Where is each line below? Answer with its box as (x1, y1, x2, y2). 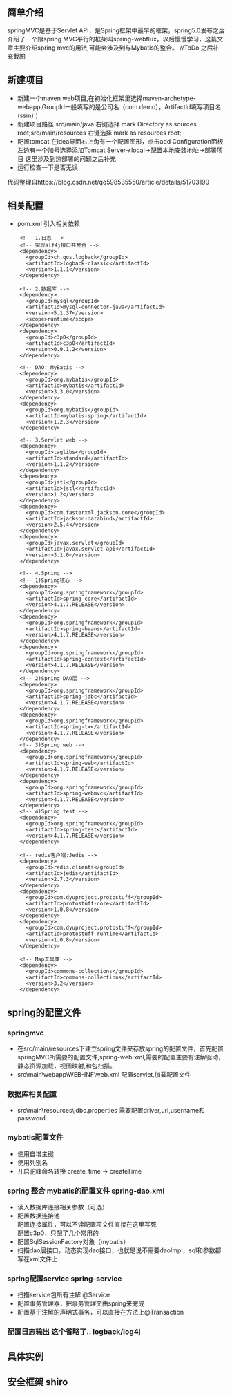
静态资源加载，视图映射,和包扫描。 (17, 1062, 116, 1070)
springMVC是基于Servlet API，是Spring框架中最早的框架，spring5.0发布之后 (7, 26, 225, 35)
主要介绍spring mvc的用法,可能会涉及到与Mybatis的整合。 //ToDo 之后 (12, 44, 213, 52)
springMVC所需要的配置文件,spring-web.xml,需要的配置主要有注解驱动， (17, 1053, 224, 1062)
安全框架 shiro (7, 1376, 68, 1388)
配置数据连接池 (17, 1212, 60, 1220)
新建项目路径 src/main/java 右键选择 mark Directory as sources (17, 120, 197, 128)
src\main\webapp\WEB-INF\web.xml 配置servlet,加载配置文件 (17, 1071, 191, 1079)
